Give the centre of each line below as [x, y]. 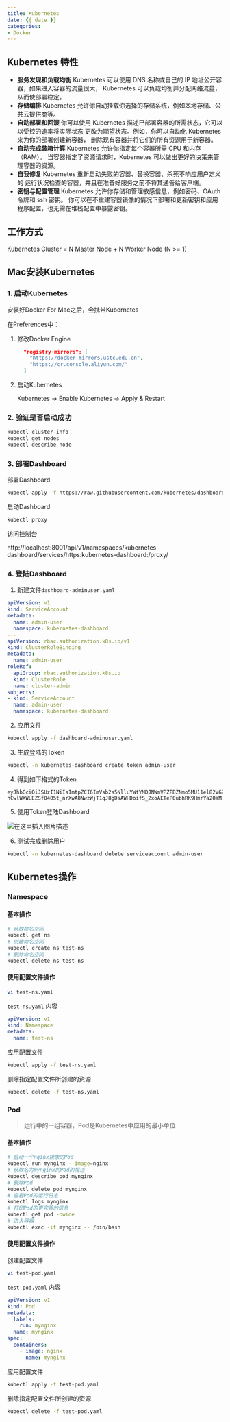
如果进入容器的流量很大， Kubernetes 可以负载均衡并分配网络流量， [125, 88]
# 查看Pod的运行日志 [33, 1196]
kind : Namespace [30, 1025]
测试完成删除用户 [41, 841]
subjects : [21, 692]
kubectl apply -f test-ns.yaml [52, 1065]
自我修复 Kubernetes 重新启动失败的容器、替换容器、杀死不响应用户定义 [119, 174]
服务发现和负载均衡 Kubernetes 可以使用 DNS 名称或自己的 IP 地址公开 [116, 80]
